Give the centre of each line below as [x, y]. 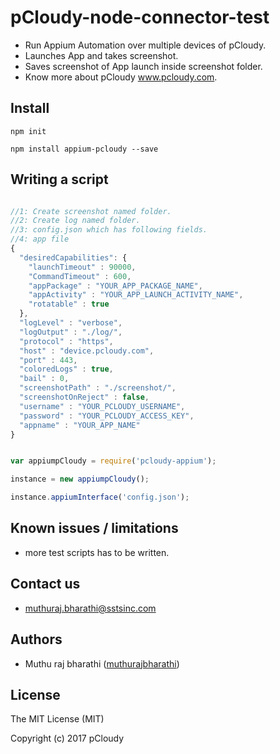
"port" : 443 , [48, 360]
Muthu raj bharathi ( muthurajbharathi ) [102, 663]
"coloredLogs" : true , [66, 369]
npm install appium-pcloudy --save [84, 149]
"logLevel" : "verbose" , [71, 323]
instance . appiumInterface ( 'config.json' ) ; [100, 497]
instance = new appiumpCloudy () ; [80, 479]
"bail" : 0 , [44, 379]
